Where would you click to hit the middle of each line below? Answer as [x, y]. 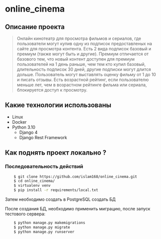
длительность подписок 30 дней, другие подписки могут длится [84, 69]
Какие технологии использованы [58, 105]
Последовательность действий [44, 167]
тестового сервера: [25, 214]
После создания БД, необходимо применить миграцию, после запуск [78, 209]
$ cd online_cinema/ [34, 181]
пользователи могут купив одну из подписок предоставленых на [84, 44]
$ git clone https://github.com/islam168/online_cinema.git [75, 176]
